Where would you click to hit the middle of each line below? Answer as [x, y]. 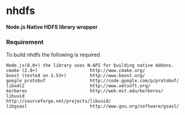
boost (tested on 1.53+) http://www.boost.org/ [76, 76]
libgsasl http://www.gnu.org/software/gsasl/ [93, 106]
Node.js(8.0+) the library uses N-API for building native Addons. [90, 65]
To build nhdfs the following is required [53, 55]
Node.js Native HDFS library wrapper [52, 27]
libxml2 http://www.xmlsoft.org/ [78, 86]
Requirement [25, 42]
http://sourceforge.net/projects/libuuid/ [59, 101]
